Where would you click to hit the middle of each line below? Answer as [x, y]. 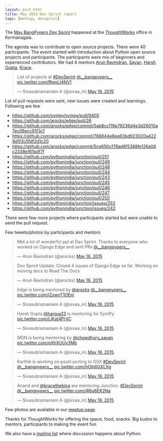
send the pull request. [27, 223]
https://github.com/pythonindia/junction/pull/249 [61, 162]
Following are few [23, 106]
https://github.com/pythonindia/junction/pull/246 [61, 188]
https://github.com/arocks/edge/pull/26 [52, 121]
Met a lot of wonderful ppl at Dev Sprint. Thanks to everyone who [82, 242]
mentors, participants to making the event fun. [51, 424]
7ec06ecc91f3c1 [28, 131]
